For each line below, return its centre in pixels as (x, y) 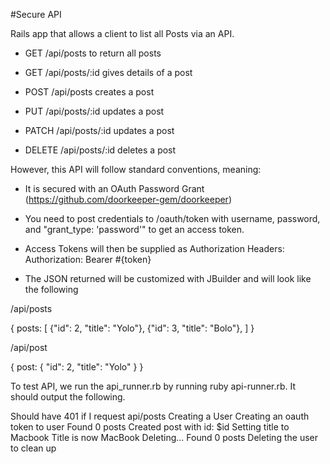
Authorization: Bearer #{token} (88, 259)
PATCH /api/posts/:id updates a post (99, 130)
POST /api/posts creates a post (89, 92)
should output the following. (68, 397)
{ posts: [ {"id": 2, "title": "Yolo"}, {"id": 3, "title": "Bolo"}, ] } (132, 328)
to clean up (33, 448)
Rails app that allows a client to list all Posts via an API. (122, 33)
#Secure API (36, 14)
